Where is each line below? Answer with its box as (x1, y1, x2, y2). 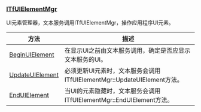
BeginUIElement (9, 50, 54, 59)
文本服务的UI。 (64, 56, 107, 64)
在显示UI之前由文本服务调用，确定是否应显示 (64, 47, 191, 55)
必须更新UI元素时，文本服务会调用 (64, 66, 161, 75)
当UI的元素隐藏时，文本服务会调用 (64, 87, 161, 95)
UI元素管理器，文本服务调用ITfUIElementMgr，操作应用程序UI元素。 (6, 19, 175, 26)
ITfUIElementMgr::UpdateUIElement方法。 (64, 75, 184, 84)
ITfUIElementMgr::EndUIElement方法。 (64, 96, 173, 104)
